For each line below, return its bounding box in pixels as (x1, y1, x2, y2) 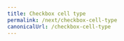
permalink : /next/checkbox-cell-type (7, 17, 118, 24)
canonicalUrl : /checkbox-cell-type (7, 23, 111, 30)
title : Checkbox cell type (7, 10, 86, 17)
